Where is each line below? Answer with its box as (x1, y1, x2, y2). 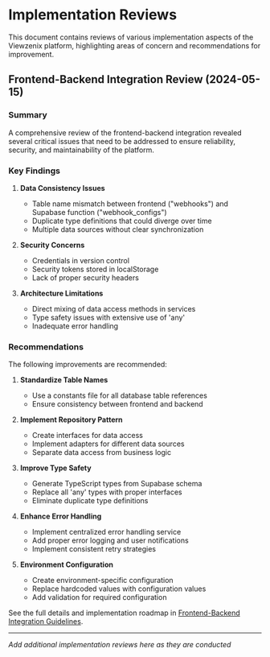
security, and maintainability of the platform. (8, 145, 155, 155)
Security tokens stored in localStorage (31, 264, 159, 274)
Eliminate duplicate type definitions (31, 496, 149, 506)
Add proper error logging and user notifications (31, 535, 189, 545)
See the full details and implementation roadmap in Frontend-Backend (8, 608, 241, 618)
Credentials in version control (31, 255, 130, 265)
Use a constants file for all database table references (31, 390, 207, 400)
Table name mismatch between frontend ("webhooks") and (31, 199, 229, 209)
